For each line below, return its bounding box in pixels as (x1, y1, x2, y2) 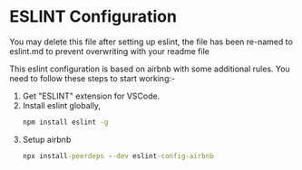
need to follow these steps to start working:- (9, 72, 175, 83)
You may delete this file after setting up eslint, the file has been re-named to (9, 36, 293, 47)
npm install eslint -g (22, 118, 109, 127)
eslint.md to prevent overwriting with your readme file (9, 45, 210, 56)
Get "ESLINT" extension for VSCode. (22, 90, 161, 101)
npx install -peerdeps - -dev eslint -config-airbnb (22, 151, 215, 160)
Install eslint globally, (22, 99, 102, 110)
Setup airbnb (22, 134, 72, 145)
